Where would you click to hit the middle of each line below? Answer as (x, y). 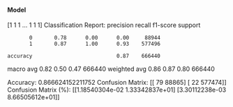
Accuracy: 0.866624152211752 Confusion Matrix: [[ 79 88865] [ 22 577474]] (117, 83)
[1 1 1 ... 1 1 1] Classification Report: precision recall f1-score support (104, 25)
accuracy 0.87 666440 (84, 56)
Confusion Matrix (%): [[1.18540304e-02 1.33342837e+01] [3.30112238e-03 (117, 90)
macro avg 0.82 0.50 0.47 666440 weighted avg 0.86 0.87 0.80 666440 (111, 69)
